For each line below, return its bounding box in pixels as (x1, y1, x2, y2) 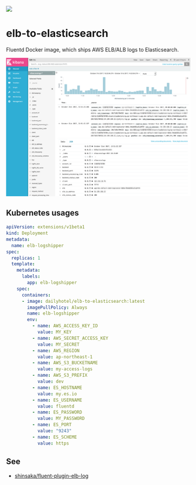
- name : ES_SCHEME (32, 434, 77, 440)
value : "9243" (37, 428, 72, 434)
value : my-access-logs (37, 366, 93, 372)
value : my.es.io (37, 391, 77, 397)
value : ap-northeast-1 (37, 354, 93, 360)
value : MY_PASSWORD (37, 416, 85, 422)
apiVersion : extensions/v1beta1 (6, 224, 85, 230)
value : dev (37, 378, 64, 385)
